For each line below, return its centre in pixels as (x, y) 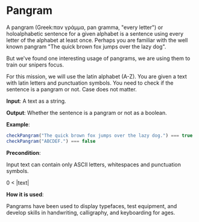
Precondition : (24, 152)
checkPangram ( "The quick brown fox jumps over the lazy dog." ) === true (99, 135)
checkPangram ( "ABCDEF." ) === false (51, 141)
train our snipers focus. (35, 65)
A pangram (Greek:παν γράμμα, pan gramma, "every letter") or (85, 27)
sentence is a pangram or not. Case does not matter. (71, 89)
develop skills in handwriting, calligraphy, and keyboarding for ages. (91, 212)
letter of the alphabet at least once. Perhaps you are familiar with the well (97, 40)
